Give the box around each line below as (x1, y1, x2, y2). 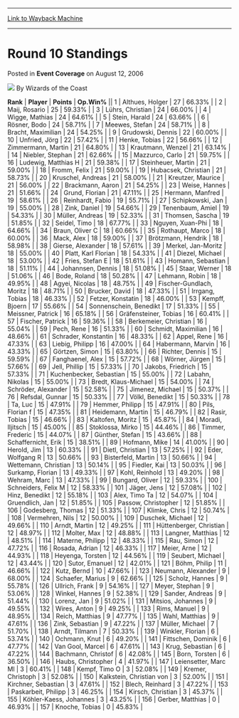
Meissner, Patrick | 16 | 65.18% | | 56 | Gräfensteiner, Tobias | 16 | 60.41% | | (7, 309, 229, 317)
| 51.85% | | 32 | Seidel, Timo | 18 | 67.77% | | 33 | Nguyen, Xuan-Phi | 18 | (7, 218, 223, 227)
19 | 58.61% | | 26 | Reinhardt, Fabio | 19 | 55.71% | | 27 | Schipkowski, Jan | (7, 196, 228, 204)
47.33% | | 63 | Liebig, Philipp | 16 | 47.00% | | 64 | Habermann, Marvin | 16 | (7, 339, 230, 348)
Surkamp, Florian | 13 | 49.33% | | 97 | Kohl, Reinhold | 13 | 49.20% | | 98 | (7, 468, 224, 477)
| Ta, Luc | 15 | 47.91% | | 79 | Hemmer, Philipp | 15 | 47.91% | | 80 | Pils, (7, 400, 215, 408)
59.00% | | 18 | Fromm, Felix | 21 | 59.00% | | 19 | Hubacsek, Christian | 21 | (7, 165, 226, 174)
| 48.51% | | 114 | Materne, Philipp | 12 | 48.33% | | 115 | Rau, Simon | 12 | (7, 536, 218, 544)
